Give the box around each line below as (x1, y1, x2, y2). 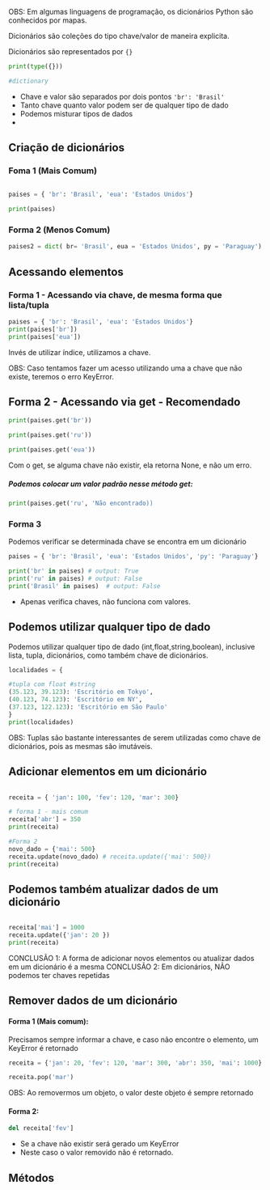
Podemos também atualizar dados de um (8, 882, 219, 896)
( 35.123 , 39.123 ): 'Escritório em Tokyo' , (8, 688, 154, 697)
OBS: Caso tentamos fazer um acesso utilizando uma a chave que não (8, 363, 243, 373)
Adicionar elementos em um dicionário (8, 764, 208, 779)
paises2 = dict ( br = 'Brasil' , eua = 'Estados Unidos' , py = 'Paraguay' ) (8, 243, 263, 251)
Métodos (8, 1171, 55, 1184)
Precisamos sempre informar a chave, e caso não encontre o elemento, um (8, 1035, 259, 1044)
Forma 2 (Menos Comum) (8, 224, 111, 235)
